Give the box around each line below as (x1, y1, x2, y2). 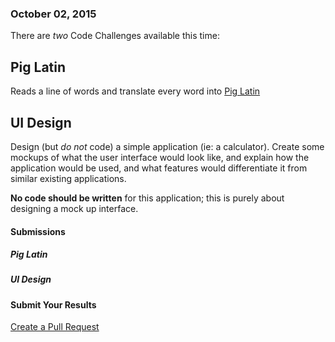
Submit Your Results (10, 298, 97, 311)
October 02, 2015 (10, 7, 97, 21)
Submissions (10, 225, 66, 237)
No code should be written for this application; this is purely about (10, 192, 285, 204)
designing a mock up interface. (10, 202, 139, 214)
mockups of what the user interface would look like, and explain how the (10, 151, 310, 163)
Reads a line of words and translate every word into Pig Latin (10, 85, 261, 97)
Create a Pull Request (10, 321, 100, 333)
